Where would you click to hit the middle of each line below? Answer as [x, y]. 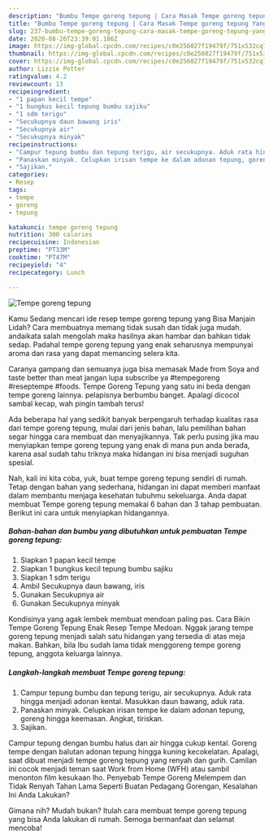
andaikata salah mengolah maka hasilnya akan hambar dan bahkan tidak [130, 336]
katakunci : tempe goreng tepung [63, 227]
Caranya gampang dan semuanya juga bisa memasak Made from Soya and [134, 369]
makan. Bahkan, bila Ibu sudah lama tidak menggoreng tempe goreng [125, 645]
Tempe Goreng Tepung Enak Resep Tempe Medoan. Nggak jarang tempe [131, 628]
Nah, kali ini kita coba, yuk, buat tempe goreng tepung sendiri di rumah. [128, 478]
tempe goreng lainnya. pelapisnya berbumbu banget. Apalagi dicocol [124, 394]
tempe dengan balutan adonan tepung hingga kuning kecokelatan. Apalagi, [134, 752]
